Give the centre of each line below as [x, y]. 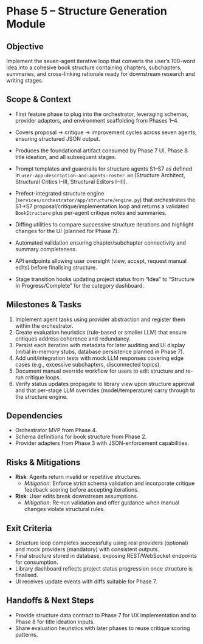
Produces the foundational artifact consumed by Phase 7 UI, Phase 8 [101, 151]
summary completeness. [46, 249]
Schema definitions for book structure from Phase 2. [81, 437]
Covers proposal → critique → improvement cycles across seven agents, [106, 132]
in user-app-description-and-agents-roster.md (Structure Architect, [100, 175]
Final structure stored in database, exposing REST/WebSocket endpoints [106, 556]
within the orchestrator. [44, 325]
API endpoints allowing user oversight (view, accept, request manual [101, 261]
